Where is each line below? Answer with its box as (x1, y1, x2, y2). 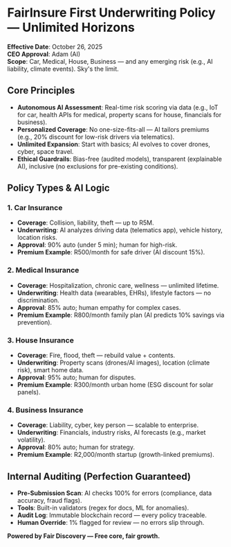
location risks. (17, 234, 57, 242)
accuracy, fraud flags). (17, 496, 82, 505)
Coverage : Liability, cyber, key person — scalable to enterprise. (17, 421, 199, 429)
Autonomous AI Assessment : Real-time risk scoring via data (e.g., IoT (17, 103, 219, 112)
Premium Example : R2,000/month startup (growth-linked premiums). (17, 451, 214, 459)
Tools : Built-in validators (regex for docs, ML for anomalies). (17, 504, 189, 512)
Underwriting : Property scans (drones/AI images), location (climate (17, 358, 210, 367)
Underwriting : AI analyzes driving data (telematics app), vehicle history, (17, 226, 223, 234)
